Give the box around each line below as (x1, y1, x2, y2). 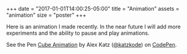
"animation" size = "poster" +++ (6, 11, 86, 19)
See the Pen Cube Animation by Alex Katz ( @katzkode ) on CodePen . (6, 41, 177, 48)
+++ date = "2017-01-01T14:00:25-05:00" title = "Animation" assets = (6, 5, 180, 12)
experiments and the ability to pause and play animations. (6, 29, 150, 37)
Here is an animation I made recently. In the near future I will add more (6, 23, 181, 30)
